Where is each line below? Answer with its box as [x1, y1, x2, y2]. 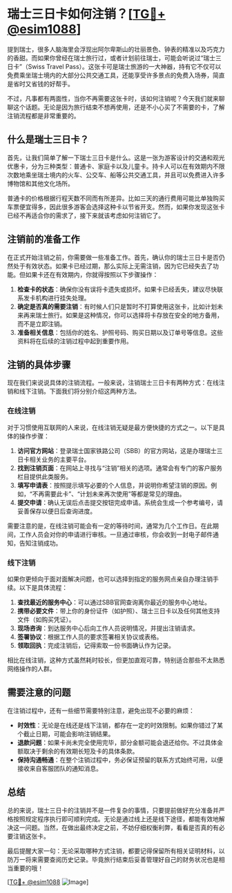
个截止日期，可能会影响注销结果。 [17, 729, 115, 738]
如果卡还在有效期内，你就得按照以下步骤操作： [25, 270, 159, 278]
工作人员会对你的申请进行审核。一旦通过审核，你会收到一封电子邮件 [19, 530, 213, 539]
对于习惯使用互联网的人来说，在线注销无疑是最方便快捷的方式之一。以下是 [7, 423, 219, 432]
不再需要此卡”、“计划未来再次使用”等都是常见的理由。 [32, 490, 186, 498]
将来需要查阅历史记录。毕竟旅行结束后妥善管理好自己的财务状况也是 [25, 855, 219, 863]
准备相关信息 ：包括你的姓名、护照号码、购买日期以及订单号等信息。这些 [17, 328, 223, 336]
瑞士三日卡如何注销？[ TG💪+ [7, 6, 166, 22]
